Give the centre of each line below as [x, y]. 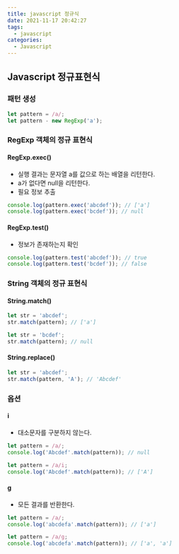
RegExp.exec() [29, 157]
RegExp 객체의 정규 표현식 [50, 140]
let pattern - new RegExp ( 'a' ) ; [55, 121]
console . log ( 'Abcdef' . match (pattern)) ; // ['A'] [80, 472]
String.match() [29, 300]
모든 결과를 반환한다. [46, 504]
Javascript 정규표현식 [54, 77]
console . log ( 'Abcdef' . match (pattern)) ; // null [79, 452]
